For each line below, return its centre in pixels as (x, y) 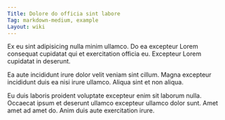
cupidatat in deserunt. (39, 61)
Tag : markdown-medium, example (53, 20)
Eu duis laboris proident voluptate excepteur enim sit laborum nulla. (104, 96)
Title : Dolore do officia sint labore (64, 14)
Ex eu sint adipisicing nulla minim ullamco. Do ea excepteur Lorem (103, 47)
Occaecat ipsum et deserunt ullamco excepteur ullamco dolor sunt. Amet (113, 103)
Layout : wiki (26, 27)
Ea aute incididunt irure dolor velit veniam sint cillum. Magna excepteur (109, 75)
